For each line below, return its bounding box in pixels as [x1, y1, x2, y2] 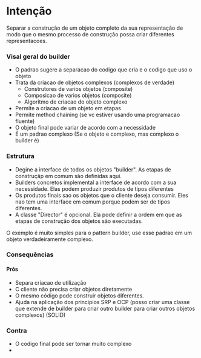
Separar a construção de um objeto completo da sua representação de [6, 24, 183, 31]
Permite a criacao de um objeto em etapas [15, 105, 121, 112]
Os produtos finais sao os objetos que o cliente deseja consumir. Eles [15, 191, 189, 199]
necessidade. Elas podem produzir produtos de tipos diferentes [15, 185, 174, 192]
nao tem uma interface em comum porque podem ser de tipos [15, 198, 171, 205]
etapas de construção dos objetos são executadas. [15, 217, 143, 225]
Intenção [6, 4, 52, 18]
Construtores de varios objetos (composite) [24, 85, 133, 93]
